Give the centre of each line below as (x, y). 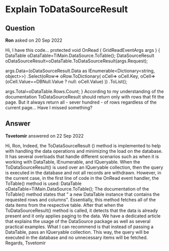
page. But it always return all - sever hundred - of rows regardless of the (81, 102)
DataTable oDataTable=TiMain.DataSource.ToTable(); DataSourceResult (80, 55)
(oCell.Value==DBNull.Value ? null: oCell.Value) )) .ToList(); (66, 82)
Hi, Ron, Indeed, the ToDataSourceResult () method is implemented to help (83, 145)
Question (20, 28)
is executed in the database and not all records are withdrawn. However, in (83, 172)
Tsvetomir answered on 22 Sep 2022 (44, 136)
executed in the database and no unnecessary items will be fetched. (77, 237)
